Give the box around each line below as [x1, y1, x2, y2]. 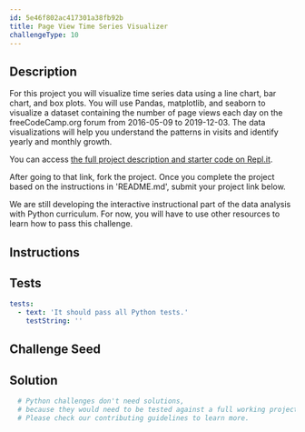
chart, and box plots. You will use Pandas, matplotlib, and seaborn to [9, 97, 266, 109]
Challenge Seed [9, 342, 102, 357]
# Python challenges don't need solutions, [17, 397, 184, 406]
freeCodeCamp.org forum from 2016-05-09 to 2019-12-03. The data [9, 117, 266, 128]
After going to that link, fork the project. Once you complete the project [9, 172, 275, 183]
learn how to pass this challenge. [9, 218, 133, 229]
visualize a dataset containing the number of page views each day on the [9, 107, 283, 118]
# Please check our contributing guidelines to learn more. [17, 413, 250, 423]
